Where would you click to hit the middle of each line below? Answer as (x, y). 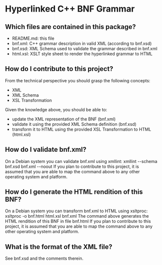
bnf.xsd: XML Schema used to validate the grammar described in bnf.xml (85, 49)
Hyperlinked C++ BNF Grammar (70, 9)
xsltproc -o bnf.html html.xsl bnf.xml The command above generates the (77, 216)
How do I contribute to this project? (59, 69)
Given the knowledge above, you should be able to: (56, 109)
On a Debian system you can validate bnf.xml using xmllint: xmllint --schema (81, 161)
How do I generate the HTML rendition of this (74, 192)
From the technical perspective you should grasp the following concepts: (78, 80)
